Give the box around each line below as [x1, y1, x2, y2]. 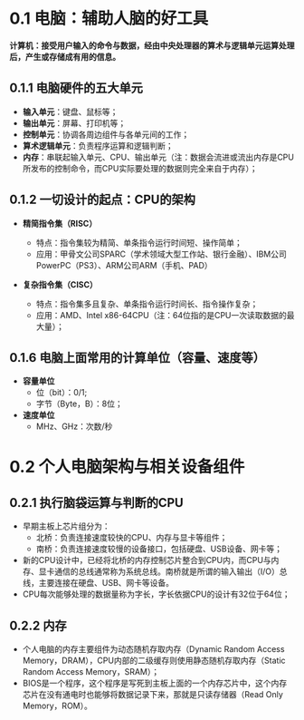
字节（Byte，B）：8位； [35, 398, 124, 409]
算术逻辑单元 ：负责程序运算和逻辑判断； [22, 140, 174, 151]
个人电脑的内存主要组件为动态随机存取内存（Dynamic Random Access [22, 644, 285, 655]
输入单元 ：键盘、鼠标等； [22, 106, 119, 117]
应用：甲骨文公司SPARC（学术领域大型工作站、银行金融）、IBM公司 [35, 248, 287, 259]
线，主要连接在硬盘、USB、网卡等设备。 [22, 578, 175, 589]
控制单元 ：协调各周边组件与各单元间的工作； [22, 129, 190, 140]
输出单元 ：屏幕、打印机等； [22, 117, 127, 128]
